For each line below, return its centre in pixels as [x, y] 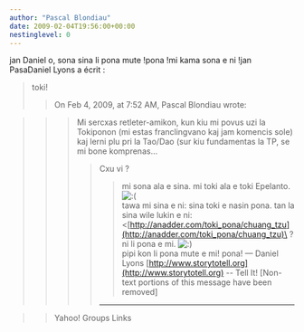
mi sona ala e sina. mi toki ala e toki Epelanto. [206, 186]
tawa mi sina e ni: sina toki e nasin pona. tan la [208, 205]
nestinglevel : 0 [40, 34]
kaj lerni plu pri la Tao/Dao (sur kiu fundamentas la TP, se [183, 142]
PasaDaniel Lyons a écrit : [57, 70]
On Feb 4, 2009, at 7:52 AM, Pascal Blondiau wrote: [150, 105]
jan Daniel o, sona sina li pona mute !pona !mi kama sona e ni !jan [130, 61]
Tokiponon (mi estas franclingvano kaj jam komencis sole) [185, 132]
